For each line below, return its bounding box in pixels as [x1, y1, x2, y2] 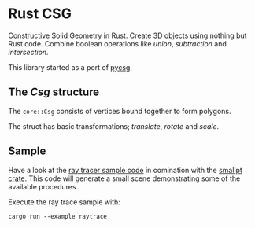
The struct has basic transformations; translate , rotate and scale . [8, 121, 220, 131]
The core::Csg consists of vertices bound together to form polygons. [8, 106, 231, 116]
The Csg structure [8, 86, 100, 99]
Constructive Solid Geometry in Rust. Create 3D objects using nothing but [8, 31, 247, 40]
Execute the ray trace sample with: [8, 197, 120, 207]
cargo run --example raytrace [8, 212, 108, 220]
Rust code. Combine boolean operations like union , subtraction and [8, 39, 227, 48]
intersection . [8, 47, 49, 57]
